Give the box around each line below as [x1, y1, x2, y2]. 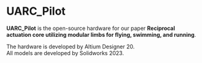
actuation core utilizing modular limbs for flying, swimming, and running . [6, 31, 196, 38]
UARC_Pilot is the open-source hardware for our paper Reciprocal [6, 24, 176, 32]
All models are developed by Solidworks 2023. [6, 49, 124, 56]
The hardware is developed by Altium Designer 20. [6, 43, 135, 50]
